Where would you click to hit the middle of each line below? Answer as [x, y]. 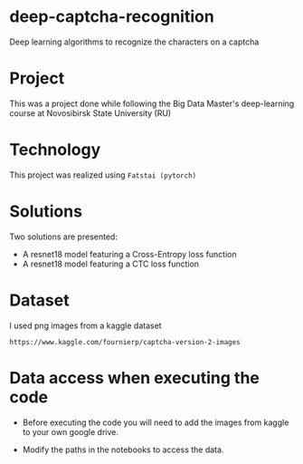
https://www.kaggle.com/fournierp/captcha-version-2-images [125, 342]
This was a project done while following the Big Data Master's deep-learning [152, 103]
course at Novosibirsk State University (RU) [90, 113]
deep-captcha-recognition [112, 17]
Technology [55, 150]
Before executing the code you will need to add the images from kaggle [156, 422]
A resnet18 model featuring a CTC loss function [111, 264]
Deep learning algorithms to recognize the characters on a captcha [134, 42]
